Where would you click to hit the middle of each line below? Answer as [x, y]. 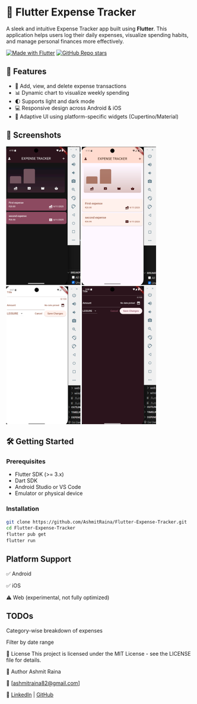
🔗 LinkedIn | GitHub [30, 694]
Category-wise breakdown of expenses [54, 630]
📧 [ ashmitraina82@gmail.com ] [43, 683]
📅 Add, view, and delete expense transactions [70, 86]
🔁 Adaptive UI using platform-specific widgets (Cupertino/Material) [97, 116]
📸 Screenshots [34, 135]
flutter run [21, 541]
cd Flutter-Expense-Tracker [41, 528]
